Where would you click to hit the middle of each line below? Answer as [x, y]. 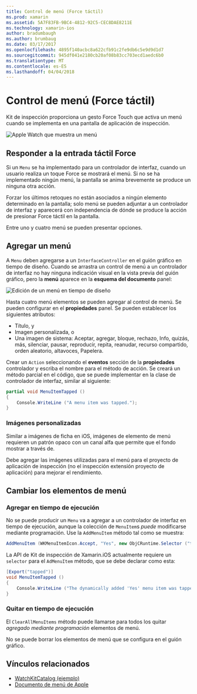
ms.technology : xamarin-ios [40, 28]
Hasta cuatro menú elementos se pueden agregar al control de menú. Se [94, 302]
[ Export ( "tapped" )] [30, 572]
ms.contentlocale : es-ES [36, 66]
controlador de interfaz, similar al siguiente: [59, 381]
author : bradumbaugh [31, 34]
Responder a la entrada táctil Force [71, 153]
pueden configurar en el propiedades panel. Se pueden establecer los [91, 308]
